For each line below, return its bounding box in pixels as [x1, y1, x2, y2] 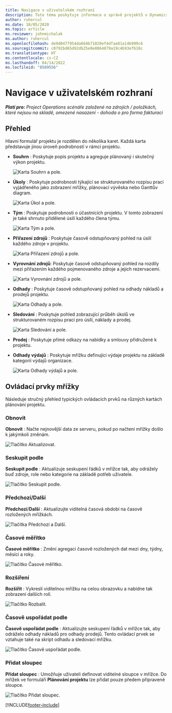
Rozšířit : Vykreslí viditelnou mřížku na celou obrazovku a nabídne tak [5, 586, 153, 592]
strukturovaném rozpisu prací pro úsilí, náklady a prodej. [12, 317, 132, 323]
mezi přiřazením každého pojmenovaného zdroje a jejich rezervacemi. [12, 266, 161, 272]
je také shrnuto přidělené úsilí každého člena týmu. [12, 215, 120, 221]
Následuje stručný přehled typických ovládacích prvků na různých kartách [5, 396, 162, 402]
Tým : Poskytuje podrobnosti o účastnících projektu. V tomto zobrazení [12, 209, 163, 216]
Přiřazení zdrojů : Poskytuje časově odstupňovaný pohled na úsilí [12, 235, 152, 241]
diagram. [12, 190, 32, 196]
